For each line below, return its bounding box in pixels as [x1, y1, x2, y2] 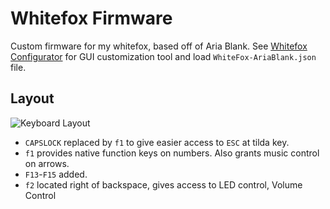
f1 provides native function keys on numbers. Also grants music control [24, 147, 320, 159]
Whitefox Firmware [10, 7, 173, 30]
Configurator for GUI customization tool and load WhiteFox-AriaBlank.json [10, 50, 317, 62]
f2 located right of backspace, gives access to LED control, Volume [24, 178, 303, 191]
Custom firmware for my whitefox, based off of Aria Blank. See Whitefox [10, 40, 308, 52]
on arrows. [24, 157, 70, 169]
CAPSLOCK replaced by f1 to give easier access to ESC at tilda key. [24, 136, 290, 148]
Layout [10, 90, 55, 107]
